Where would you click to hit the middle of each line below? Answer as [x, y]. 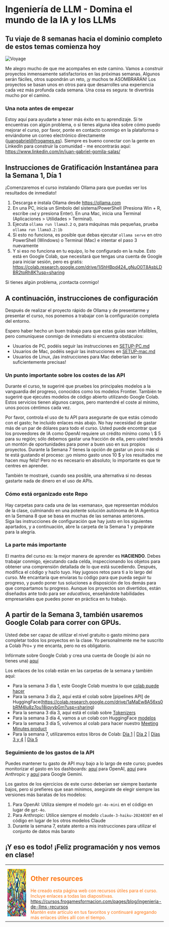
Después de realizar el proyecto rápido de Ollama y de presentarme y [77, 310]
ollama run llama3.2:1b [37, 230]
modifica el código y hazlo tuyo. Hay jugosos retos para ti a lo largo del [79, 572]
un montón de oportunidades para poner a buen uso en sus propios [75, 444]
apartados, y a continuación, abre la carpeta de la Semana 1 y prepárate [80, 526]
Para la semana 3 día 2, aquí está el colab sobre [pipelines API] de [81, 696]
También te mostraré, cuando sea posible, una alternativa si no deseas [78, 475]
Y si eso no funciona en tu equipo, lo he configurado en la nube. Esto [84, 251]
